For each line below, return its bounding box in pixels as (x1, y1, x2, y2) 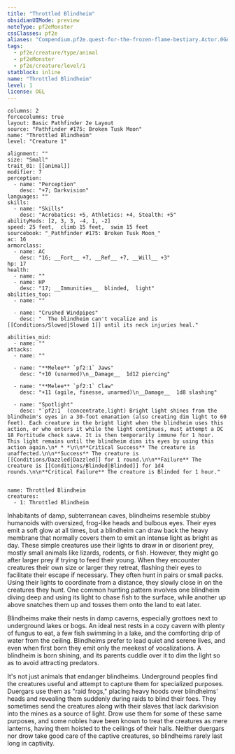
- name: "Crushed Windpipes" (13, 309, 99, 317)
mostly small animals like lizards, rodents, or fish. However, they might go (7, 548, 219, 557)
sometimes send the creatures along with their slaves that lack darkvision (7, 702, 219, 711)
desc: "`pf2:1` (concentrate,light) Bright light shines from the (20, 407, 218, 415)
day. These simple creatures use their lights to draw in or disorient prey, (7, 541, 215, 550)
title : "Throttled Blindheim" (7, 10, 96, 17)
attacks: (7, 346, 33, 353)
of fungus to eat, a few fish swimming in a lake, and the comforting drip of (7, 629, 221, 637)
